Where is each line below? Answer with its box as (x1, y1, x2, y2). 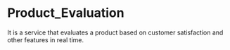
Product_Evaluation (7, 5, 124, 21)
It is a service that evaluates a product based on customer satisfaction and (7, 28, 224, 37)
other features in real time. (7, 35, 84, 44)
